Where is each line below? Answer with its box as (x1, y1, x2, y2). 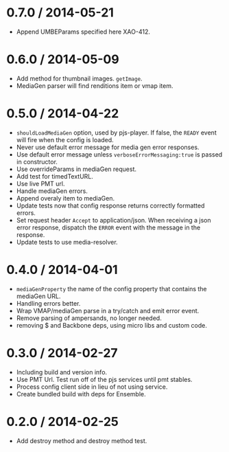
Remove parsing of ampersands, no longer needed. (16, 314, 162, 322)
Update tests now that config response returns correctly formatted (16, 201, 205, 210)
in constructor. (16, 157, 58, 166)
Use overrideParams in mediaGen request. (16, 165, 137, 173)
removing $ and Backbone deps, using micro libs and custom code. (16, 321, 207, 329)
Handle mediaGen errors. (16, 187, 88, 195)
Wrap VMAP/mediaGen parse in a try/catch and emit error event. (16, 306, 200, 315)
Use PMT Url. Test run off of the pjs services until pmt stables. (16, 375, 193, 383)
